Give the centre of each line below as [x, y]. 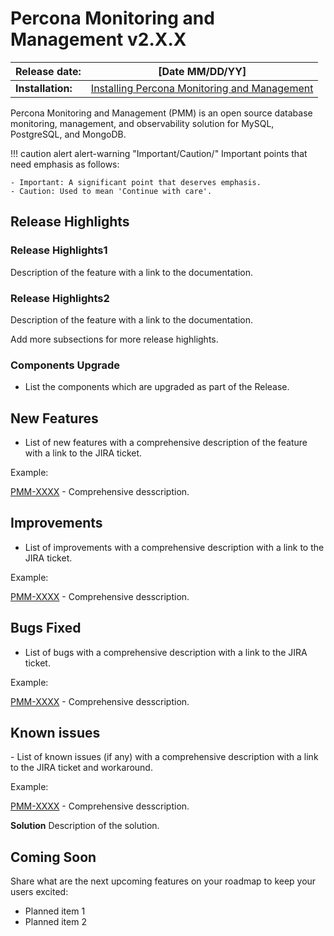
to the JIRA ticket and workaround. [81, 768]
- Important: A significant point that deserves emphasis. [136, 182]
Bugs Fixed [46, 628]
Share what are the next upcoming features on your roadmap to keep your [163, 881]
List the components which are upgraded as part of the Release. [157, 387]
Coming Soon [53, 857]
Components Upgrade [65, 365]
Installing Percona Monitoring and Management [202, 88]
